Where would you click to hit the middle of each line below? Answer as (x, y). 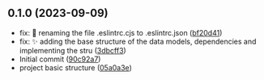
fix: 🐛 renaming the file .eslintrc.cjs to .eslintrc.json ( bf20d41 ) (121, 32)
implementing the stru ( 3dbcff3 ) (72, 50)
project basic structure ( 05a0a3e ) (76, 67)
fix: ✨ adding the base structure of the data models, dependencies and (138, 41)
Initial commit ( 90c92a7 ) (60, 59)
